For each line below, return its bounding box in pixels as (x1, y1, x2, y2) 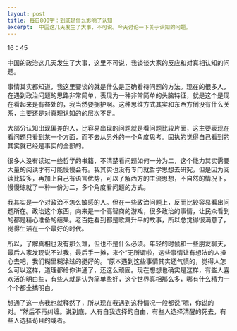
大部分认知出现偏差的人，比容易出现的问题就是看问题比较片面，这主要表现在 (7, 124, 230, 133)
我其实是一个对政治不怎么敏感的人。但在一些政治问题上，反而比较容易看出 (7, 198, 224, 207)
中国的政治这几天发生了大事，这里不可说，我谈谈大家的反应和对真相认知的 (7, 59, 224, 67)
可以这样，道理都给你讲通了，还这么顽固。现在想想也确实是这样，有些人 (13, 266, 224, 275)
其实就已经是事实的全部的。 (7, 142, 88, 150)
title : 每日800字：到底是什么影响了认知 (7, 17, 113, 24)
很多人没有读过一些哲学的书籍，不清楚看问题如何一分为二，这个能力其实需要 (7, 157, 230, 165)
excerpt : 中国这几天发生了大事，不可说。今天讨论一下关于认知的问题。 (7, 23, 192, 30)
